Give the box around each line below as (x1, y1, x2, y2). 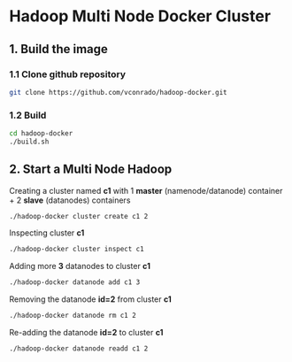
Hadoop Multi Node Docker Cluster (9, 6, 272, 27)
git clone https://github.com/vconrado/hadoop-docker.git (9, 88, 227, 96)
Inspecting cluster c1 (9, 227, 85, 238)
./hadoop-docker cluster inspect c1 (9, 245, 144, 254)
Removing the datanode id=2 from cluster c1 (9, 294, 173, 304)
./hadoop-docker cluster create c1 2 (9, 212, 149, 220)
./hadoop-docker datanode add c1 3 (9, 278, 141, 287)
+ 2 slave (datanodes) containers (9, 195, 131, 205)
